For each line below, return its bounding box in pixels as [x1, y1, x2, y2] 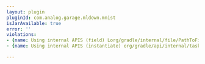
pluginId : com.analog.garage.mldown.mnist [6, 15, 116, 21]
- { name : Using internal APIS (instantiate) [6, 43, 121, 49]
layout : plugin [6, 9, 45, 15]
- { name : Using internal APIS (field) [6, 37, 105, 43]
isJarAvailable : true [6, 20, 62, 26]
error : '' [6, 26, 32, 32]
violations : [6, 32, 37, 38]
